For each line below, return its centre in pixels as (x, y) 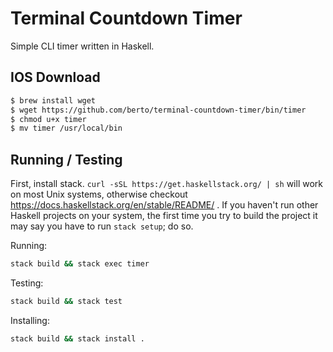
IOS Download (55, 77)
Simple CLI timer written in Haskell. (82, 46)
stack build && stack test (66, 301)
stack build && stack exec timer (80, 264)
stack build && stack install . (77, 338)
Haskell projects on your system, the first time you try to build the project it (164, 216)
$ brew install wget (53, 100)
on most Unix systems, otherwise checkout (99, 194)
